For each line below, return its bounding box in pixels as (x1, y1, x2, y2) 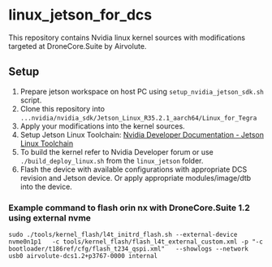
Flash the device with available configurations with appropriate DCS (19, 164, 248, 174)
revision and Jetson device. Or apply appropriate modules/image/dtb (19, 173, 252, 182)
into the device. (19, 182, 73, 191)
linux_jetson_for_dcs (8, 6, 153, 24)
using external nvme (8, 212, 92, 223)
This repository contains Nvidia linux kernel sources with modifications (8, 33, 246, 42)
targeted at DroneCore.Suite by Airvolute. (8, 41, 147, 50)
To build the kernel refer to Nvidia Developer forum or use (19, 147, 214, 156)
